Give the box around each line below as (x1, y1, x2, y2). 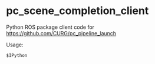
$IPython (6, 52, 28, 58)
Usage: (6, 41, 24, 48)
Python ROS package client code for (6, 23, 95, 31)
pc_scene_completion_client (6, 4, 149, 18)
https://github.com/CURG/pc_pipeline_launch (6, 29, 117, 36)
